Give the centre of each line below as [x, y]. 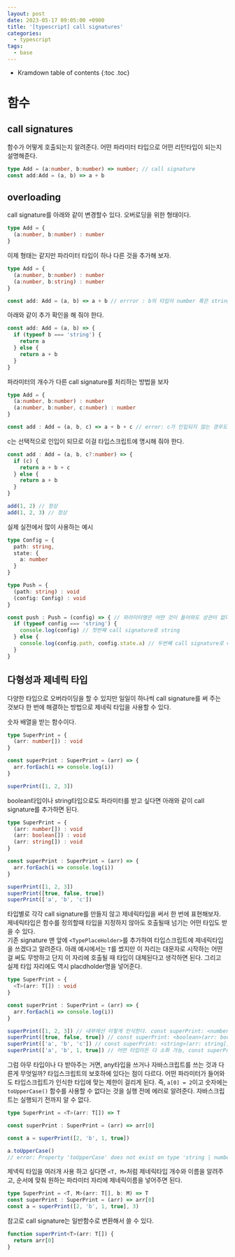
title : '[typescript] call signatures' [65, 27]
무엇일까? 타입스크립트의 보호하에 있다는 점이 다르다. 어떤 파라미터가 [113, 1073]
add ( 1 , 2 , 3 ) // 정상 [37, 512]
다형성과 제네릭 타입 [48, 680]
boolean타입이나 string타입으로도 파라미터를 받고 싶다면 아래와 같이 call [106, 800]
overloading [34, 198]
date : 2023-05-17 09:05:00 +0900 [56, 20]
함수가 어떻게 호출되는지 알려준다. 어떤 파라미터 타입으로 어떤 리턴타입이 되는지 [115, 147]
